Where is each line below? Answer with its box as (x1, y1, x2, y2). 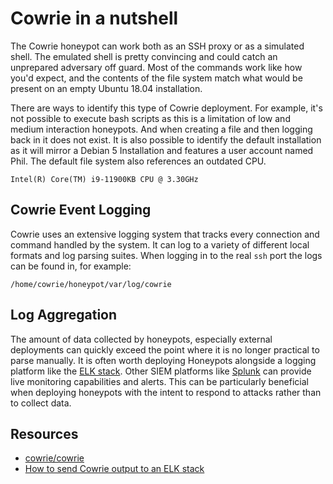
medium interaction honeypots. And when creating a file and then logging (10, 123, 313, 135)
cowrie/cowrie (24, 452, 85, 464)
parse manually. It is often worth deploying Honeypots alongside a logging (10, 354, 317, 366)
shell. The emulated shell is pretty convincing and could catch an (10, 50, 278, 62)
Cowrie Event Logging (10, 202, 152, 219)
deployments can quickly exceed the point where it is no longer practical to (10, 343, 320, 356)
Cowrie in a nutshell (10, 7, 179, 30)
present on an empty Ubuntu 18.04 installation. (10, 82, 203, 94)
